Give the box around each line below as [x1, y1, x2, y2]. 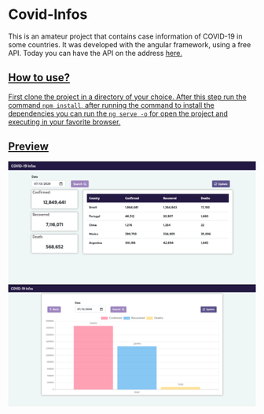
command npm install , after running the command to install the [8, 100, 214, 109]
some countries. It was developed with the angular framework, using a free [8, 39, 251, 49]
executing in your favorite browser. [8, 116, 121, 127]
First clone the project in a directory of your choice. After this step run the [8, 92, 247, 102]
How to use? [8, 71, 71, 84]
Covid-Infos [8, 6, 88, 24]
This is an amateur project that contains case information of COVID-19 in [8, 31, 243, 41]
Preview [8, 140, 49, 153]
